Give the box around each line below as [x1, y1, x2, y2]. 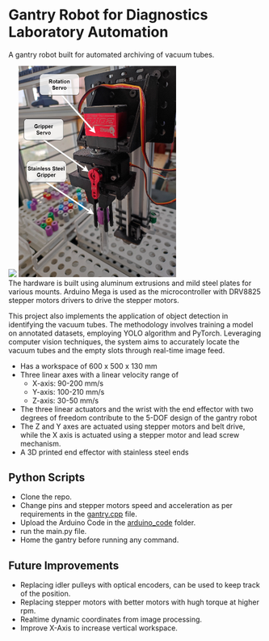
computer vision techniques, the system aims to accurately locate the [8, 336, 240, 346]
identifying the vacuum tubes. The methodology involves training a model [8, 319, 254, 329]
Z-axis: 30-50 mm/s [32, 395, 99, 405]
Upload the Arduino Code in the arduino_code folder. [19, 518, 196, 528]
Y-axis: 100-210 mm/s [32, 387, 105, 396]
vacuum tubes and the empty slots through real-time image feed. [8, 345, 225, 355]
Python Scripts [8, 471, 86, 485]
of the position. [19, 589, 71, 599]
